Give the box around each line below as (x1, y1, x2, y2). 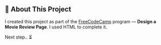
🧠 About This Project (5, 5, 72, 14)
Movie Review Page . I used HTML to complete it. (5, 24, 108, 30)
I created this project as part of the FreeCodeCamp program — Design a (5, 18, 156, 24)
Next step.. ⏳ (5, 34, 33, 40)
